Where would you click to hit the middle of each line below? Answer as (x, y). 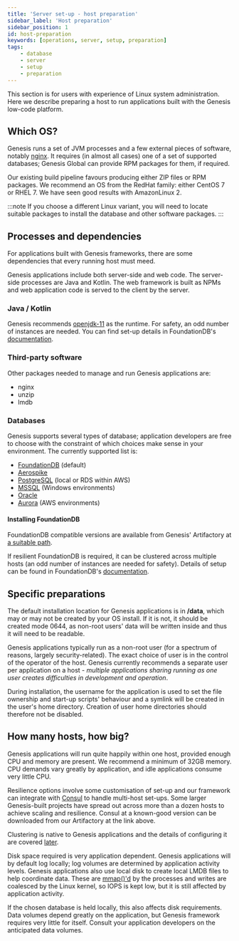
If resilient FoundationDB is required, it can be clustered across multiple (112, 556)
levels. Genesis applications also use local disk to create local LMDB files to (118, 870)
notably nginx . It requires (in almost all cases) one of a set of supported (112, 156)
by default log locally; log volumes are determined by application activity (114, 863)
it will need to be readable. (46, 634)
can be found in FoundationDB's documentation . (78, 571)
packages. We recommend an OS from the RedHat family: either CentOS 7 (116, 185)
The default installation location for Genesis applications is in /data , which (116, 611)
